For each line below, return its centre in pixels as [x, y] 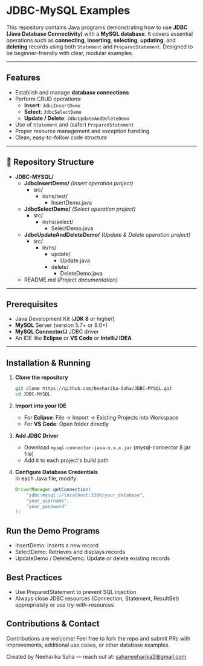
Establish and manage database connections [72, 92]
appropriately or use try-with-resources [64, 605]
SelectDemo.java [72, 228]
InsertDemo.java [72, 202]
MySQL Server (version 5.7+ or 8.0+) [61, 325]
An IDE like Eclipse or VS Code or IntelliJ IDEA [73, 338]
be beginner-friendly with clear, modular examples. [70, 53]
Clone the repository [41, 378]
